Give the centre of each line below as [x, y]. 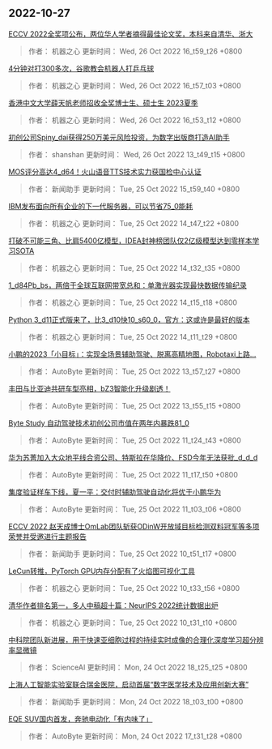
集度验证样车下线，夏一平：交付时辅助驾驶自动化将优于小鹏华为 [115, 492]
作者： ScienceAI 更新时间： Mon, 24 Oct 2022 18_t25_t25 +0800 [138, 667]
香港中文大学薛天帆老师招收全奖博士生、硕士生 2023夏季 [103, 103]
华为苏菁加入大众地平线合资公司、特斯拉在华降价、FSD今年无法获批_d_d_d [133, 457]
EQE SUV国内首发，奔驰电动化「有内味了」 [81, 719]
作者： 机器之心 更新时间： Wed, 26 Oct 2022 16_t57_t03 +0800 [134, 85]
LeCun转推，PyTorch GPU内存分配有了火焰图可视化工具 [102, 571]
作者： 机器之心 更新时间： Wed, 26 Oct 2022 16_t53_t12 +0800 [134, 120]
